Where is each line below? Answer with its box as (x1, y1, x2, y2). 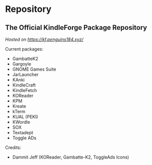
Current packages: (5, 46, 44, 52)
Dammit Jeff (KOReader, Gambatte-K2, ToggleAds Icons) (12, 154, 129, 160)
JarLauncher (12, 72, 39, 78)
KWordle (12, 119, 30, 125)
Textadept (12, 130, 33, 135)
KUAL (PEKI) (12, 114, 38, 120)
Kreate (12, 103, 26, 109)
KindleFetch (12, 87, 37, 93)
